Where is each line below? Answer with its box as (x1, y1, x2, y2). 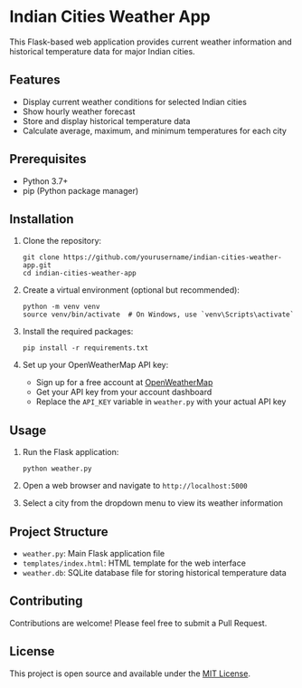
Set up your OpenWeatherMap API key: (22, 360, 169, 371)
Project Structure (9, 524, 109, 539)
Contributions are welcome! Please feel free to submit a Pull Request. (9, 617, 268, 628)
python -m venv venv (22, 302, 100, 312)
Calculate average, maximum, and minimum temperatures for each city (22, 125, 288, 136)
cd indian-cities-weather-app (22, 269, 137, 278)
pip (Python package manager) (22, 185, 139, 196)
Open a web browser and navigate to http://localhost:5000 (22, 480, 249, 491)
